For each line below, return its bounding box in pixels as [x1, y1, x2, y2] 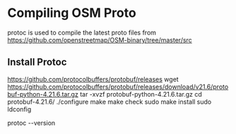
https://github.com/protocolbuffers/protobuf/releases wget [7, 75, 179, 83]
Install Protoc [7, 56, 67, 68]
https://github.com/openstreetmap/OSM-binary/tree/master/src [7, 35, 192, 44]
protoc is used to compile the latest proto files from [7, 28, 157, 37]
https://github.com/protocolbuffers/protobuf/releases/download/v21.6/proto [7, 83, 229, 91]
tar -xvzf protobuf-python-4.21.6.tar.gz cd [80, 90, 203, 98]
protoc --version [7, 118, 56, 127]
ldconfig [7, 104, 32, 114]
